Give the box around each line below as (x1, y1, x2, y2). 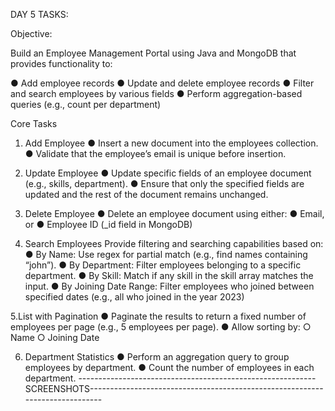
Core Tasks (10, 118, 58, 129)
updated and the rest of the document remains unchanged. (24, 189, 269, 200)
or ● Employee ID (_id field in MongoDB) (24, 219, 193, 230)
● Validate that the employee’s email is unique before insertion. (24, 148, 287, 159)
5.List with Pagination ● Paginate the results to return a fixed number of (10, 310, 307, 322)
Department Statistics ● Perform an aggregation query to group (24, 351, 290, 363)
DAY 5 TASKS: (10, 9, 69, 20)
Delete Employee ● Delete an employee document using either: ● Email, (24, 208, 325, 219)
